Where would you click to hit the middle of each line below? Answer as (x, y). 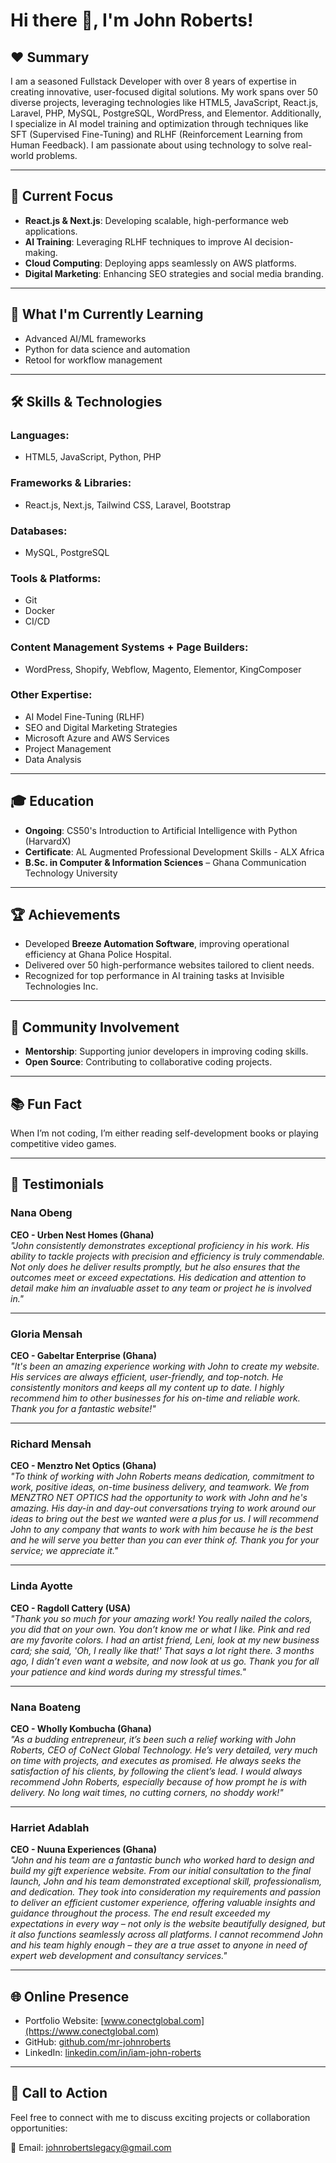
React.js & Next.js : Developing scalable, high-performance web (156, 220)
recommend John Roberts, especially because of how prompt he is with (159, 1781)
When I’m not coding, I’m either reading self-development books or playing (164, 1133)
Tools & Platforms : (56, 578)
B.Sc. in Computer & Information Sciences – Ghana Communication (165, 862)
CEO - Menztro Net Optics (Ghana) (83, 1466)
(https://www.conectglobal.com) (92, 2031)
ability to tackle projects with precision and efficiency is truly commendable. (168, 1256)
